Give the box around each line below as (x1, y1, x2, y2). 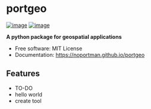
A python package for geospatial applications (6, 33, 122, 40)
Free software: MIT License (14, 44, 82, 52)
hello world (14, 90, 43, 98)
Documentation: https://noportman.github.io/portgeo (14, 51, 145, 58)
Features (6, 68, 40, 79)
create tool (14, 97, 42, 104)
